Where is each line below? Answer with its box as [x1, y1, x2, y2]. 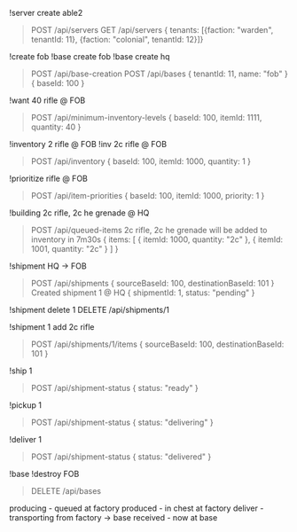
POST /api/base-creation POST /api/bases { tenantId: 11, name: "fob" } [30, 68, 288, 79]
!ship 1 [9, 365, 33, 376]
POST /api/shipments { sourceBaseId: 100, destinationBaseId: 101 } [30, 278, 275, 288]
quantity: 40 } [30, 121, 82, 132]
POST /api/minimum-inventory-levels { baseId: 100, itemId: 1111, [30, 113, 262, 122]
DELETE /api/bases [30, 486, 102, 496]
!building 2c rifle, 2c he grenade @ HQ [9, 207, 150, 218]
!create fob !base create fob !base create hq [9, 51, 170, 61]
